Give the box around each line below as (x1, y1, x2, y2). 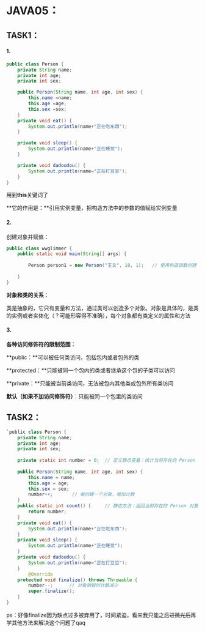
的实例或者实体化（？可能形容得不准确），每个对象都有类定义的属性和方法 (6, 311, 191, 319)
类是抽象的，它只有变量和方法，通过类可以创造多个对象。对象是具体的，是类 (6, 304, 199, 311)
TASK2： (6, 412, 41, 423)
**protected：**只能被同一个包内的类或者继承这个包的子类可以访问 (6, 366, 175, 374)
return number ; (28, 508, 67, 515)
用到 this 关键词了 (6, 191, 49, 199)
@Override (28, 571, 53, 577)
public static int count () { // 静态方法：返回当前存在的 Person (17, 503, 187, 509)
